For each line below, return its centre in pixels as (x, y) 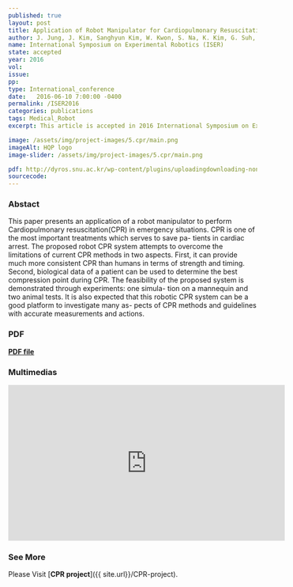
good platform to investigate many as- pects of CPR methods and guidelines (132, 305)
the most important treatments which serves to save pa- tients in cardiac (126, 238)
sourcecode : (28, 176)
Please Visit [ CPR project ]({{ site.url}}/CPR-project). (93, 574)
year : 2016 (26, 60)
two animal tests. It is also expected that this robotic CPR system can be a (128, 297)
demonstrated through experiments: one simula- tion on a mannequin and (128, 289)
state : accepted (35, 52)
